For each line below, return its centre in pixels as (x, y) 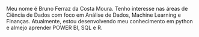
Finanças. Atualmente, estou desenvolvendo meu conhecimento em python (100, 21)
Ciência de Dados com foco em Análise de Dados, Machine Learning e (94, 15)
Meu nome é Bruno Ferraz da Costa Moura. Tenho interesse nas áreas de (97, 9)
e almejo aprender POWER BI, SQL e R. (54, 27)
